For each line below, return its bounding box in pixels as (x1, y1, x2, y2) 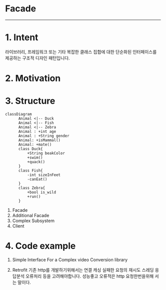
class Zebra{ (18, 185, 45, 190)
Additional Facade (12, 213, 49, 218)
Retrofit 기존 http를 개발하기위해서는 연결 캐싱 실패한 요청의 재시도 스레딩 (12, 267, 154, 273)
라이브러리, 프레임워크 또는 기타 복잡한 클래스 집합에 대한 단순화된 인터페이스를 (5, 49, 157, 55)
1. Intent (5, 32, 39, 43)
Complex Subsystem (12, 218, 55, 224)
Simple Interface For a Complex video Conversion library (12, 256, 128, 263)
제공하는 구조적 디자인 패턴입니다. (5, 55, 70, 61)
